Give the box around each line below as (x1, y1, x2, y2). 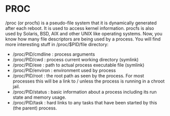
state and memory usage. (12, 94, 66, 100)
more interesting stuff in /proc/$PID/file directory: (5, 41, 109, 47)
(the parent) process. (12, 105, 57, 111)
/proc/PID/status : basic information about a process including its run (12, 89, 157, 95)
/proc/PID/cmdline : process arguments (12, 51, 95, 57)
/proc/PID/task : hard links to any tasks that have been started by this (12, 99, 157, 105)
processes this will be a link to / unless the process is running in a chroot (12, 78, 165, 84)
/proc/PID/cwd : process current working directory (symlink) (12, 56, 139, 62)
